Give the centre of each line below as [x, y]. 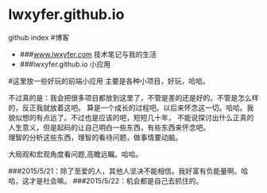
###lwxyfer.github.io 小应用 [65, 64]
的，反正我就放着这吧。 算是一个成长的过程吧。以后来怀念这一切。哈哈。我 [131, 108]
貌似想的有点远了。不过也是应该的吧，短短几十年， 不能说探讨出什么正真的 [131, 117]
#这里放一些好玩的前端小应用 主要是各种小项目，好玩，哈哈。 [109, 81]
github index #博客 [39, 37]
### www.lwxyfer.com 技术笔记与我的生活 [88, 54]
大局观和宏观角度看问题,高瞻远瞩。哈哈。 [75, 154]
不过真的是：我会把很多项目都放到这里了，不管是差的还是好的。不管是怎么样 [133, 97]
